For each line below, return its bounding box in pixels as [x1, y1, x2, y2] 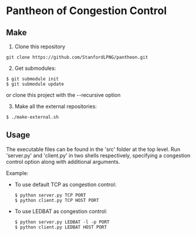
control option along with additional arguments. [6, 158, 120, 165]
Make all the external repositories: [14, 103, 97, 110]
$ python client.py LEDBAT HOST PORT [14, 224, 107, 230]
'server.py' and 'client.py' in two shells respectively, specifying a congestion [6, 151, 191, 159]
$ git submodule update [6, 81, 65, 87]
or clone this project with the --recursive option [6, 92, 121, 98]
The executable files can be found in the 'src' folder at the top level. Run [6, 146, 181, 153]
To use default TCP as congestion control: [14, 181, 117, 188]
